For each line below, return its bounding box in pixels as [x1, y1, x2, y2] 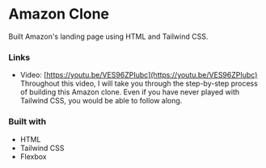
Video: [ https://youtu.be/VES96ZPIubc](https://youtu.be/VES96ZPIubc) [19, 70, 258, 80]
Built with [8, 116, 47, 128]
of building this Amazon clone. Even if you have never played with [19, 87, 240, 97]
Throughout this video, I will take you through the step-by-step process [19, 78, 259, 89]
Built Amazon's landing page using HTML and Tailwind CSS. [8, 31, 209, 41]
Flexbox [19, 151, 47, 162]
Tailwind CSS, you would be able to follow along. [19, 96, 183, 106]
